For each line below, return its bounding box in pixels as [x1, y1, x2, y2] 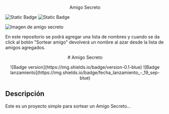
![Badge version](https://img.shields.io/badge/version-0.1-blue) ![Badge [10, 64, 160, 70]
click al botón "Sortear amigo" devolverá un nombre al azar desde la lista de [5, 39, 164, 45]
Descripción [5, 90, 45, 98]
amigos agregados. [5, 45, 46, 50]
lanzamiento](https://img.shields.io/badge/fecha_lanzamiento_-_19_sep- [10, 69, 160, 75]
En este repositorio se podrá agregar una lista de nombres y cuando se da [5, 34, 160, 40]
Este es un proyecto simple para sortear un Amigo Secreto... [5, 103, 131, 109]
